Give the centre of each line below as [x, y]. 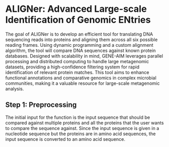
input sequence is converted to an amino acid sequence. [65, 139]
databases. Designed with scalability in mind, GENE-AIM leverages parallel [84, 56]
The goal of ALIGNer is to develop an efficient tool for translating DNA [79, 34]
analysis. [15, 88]
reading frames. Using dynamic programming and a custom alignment [79, 45]
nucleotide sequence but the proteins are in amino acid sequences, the [80, 134]
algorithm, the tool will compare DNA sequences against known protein [81, 50]
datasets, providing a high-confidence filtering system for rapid [72, 67]
